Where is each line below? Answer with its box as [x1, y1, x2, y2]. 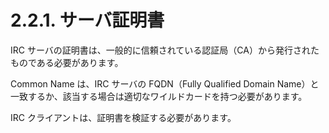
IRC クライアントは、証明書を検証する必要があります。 [10, 111, 237, 123]
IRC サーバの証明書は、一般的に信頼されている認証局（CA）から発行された [10, 44, 320, 56]
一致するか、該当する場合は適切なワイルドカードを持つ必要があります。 [10, 90, 308, 102]
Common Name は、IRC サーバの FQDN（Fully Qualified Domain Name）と [10, 77, 320, 90]
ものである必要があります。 [10, 56, 124, 68]
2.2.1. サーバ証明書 [10, 9, 165, 32]
